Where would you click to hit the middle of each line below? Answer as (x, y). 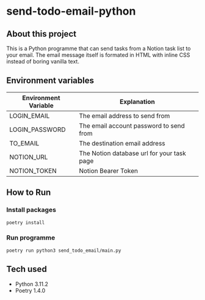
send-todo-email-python (71, 11)
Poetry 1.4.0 (30, 290)
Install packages (31, 210)
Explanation (138, 101)
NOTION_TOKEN (33, 170)
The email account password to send (132, 125)
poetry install (26, 222)
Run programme (31, 238)
